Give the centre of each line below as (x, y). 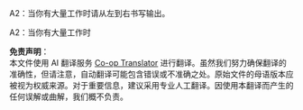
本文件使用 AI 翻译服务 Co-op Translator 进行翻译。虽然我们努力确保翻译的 (148, 63)
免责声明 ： (29, 51)
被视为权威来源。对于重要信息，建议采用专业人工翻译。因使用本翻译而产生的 (151, 85)
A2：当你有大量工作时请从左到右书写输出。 (90, 13)
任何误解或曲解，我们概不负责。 (69, 96)
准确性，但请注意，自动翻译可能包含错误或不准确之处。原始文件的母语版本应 (151, 74)
